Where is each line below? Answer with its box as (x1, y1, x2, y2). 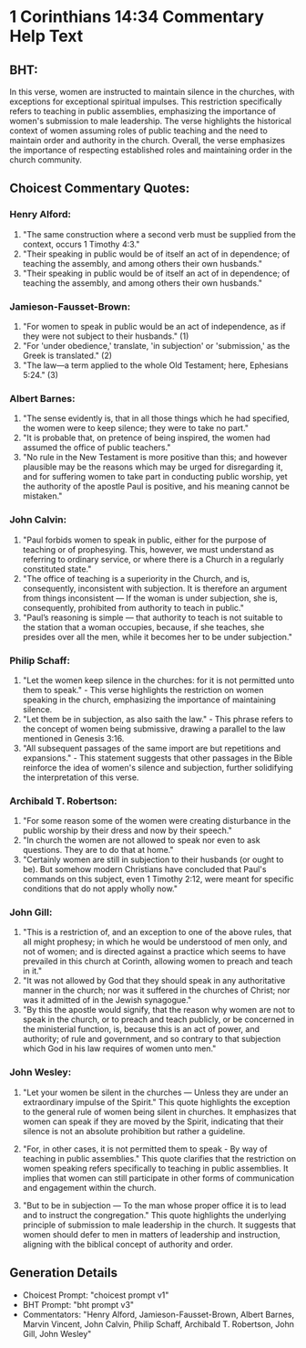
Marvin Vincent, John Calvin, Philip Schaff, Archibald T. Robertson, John (22, 1318, 294, 1330)
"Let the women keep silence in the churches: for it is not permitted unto (22, 674, 295, 686)
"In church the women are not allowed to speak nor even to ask (22, 835, 261, 846)
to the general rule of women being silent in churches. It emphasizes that (22, 1106, 297, 1117)
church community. (9, 154, 82, 165)
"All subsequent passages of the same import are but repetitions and (22, 742, 281, 753)
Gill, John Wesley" (22, 1328, 92, 1339)
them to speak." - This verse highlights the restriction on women (22, 684, 264, 695)
